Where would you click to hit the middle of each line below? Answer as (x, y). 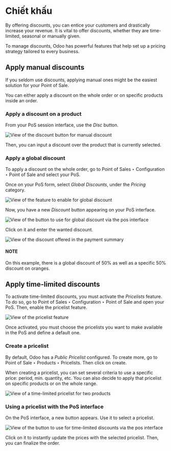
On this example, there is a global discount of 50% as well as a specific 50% (86, 263)
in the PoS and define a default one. (43, 333)
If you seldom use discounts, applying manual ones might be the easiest (81, 80)
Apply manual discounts (45, 67)
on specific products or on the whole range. (52, 383)
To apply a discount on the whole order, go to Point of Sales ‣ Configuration (85, 169)
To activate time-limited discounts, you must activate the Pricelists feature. (84, 296)
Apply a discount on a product (43, 114)
